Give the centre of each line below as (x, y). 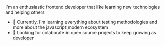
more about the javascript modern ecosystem (60, 27)
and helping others (25, 12)
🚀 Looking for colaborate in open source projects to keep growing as (84, 33)
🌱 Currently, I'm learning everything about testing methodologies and (85, 22)
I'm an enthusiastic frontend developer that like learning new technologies (83, 7)
